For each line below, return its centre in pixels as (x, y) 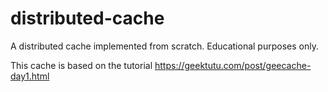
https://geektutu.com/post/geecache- (233, 65)
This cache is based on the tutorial (81, 65)
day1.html (30, 76)
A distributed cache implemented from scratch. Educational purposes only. (164, 46)
